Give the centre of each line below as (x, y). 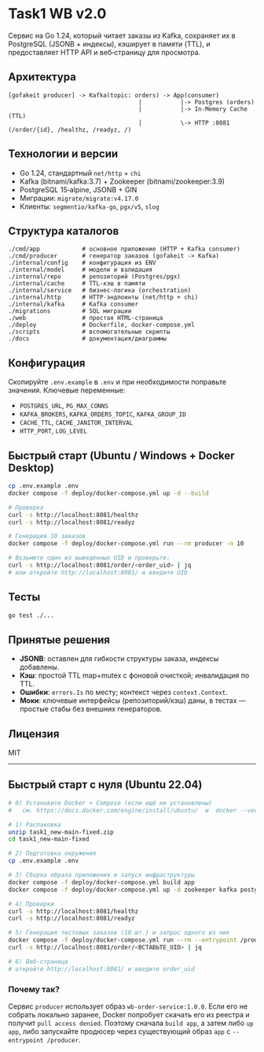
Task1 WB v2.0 (57, 14)
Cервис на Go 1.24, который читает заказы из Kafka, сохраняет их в (122, 35)
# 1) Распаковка (35, 824)
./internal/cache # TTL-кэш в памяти (77, 284)
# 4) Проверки (31, 904)
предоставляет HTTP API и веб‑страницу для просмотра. (104, 52)
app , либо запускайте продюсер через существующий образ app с (119, 1031)
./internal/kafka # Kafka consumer (73, 304)
